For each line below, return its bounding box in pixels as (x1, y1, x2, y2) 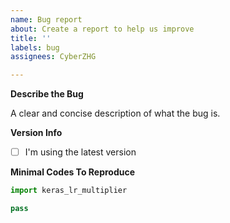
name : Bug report (10, 14, 83, 25)
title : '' (10, 33, 52, 43)
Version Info (10, 127, 63, 139)
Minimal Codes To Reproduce (10, 166, 136, 178)
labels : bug (10, 42, 60, 53)
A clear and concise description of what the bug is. (10, 107, 221, 120)
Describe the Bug (10, 88, 84, 100)
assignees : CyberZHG (10, 52, 97, 62)
